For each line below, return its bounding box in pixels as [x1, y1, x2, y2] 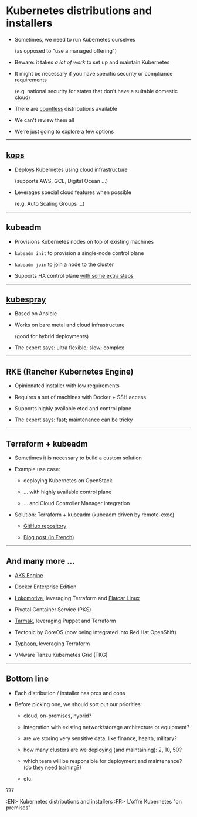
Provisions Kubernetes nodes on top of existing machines [14, 238, 154, 245]
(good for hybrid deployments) [14, 333, 89, 340]
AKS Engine [14, 571, 43, 578]
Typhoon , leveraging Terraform [14, 640, 90, 647]
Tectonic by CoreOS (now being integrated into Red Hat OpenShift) [14, 628, 177, 635]
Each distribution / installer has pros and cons [14, 689, 125, 696]
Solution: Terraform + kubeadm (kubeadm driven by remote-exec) [14, 511, 175, 518]
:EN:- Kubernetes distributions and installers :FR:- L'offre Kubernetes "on [6, 798, 182, 805]
